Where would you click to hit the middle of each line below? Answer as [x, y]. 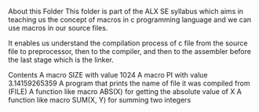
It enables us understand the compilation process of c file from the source [128, 43]
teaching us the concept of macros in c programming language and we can [130, 20]
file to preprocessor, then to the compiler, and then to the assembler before [129, 51]
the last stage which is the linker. [61, 60]
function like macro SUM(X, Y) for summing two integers [100, 100]
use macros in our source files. [58, 28]
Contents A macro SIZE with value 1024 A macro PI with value [108, 75]
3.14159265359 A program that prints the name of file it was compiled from [129, 83]
